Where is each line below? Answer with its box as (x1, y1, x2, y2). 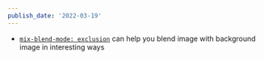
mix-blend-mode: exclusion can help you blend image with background (19, 34, 256, 43)
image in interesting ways (19, 42, 105, 52)
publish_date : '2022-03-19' (7, 11, 103, 20)
